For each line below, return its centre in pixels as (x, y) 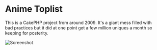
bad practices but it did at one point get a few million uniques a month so (79, 27)
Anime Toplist (34, 9)
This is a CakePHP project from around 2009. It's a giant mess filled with (78, 23)
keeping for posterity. (27, 33)
